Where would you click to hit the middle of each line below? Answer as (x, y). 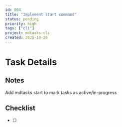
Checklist (20, 108)
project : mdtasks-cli (28, 33)
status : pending (22, 19)
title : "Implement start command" (41, 14)
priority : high (21, 24)
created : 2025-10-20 (27, 38)
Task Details (31, 62)
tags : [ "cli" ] (20, 28)
